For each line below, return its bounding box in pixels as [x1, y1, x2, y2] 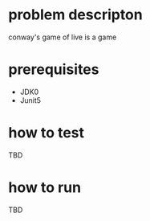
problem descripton [8, 6, 143, 24]
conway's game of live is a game [8, 32, 117, 42]
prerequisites [8, 60, 99, 79]
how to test [8, 124, 85, 142]
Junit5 [19, 95, 42, 105]
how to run [8, 178, 82, 196]
